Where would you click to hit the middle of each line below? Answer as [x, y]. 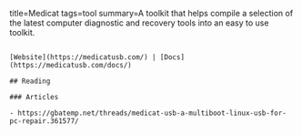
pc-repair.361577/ [44, 121]
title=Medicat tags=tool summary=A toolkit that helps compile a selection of [151, 13]
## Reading [30, 81]
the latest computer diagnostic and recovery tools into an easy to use [139, 23]
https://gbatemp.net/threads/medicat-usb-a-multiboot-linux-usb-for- [152, 113]
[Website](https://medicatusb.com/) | [83, 57]
